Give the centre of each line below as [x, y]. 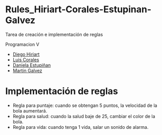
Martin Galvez [27, 71]
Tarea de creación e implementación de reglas [54, 34]
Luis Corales [26, 59]
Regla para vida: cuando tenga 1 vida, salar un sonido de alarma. [80, 127]
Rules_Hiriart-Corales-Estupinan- [78, 9]
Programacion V [22, 44]
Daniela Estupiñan [32, 65]
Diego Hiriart [26, 54]
